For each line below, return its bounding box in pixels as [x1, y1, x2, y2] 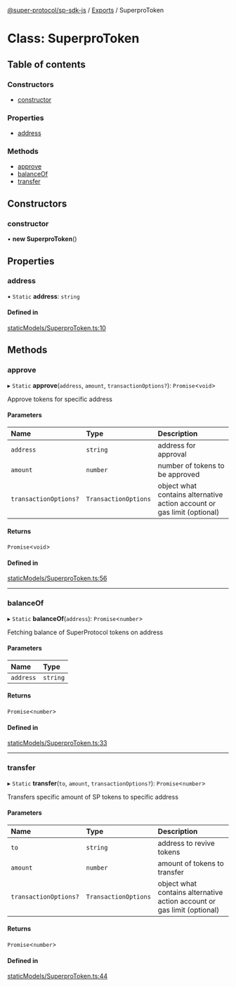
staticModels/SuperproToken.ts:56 [7, 574, 107, 582]
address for [157, 440, 196, 450]
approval [157, 449, 188, 459]
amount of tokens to [157, 858, 224, 868]
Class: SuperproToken [7, 31, 140, 46]
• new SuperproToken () [7, 235, 77, 243]
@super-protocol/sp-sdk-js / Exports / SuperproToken [7, 6, 164, 14]
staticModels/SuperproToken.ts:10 [7, 324, 107, 332]
